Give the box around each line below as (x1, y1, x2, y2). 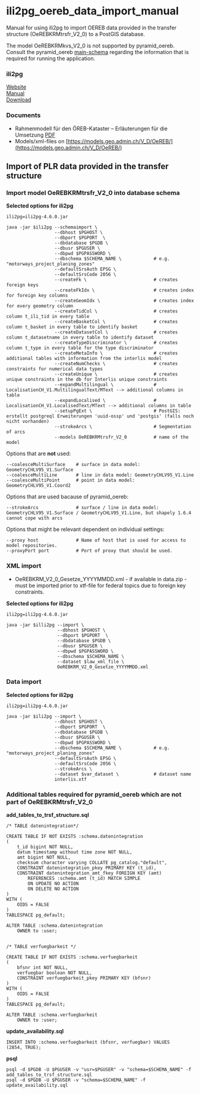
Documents (6, 111, 41, 119)
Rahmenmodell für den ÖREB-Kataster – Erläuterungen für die (14, 125, 168, 132)
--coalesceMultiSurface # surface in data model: (6, 462, 141, 468)
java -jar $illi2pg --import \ (6, 622, 84, 628)
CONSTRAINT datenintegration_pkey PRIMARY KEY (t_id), (17, 865, 157, 871)
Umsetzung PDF (14, 131, 56, 139)
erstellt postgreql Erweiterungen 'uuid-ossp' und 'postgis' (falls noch (6, 413, 195, 419)
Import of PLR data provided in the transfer (6, 161, 169, 172)
